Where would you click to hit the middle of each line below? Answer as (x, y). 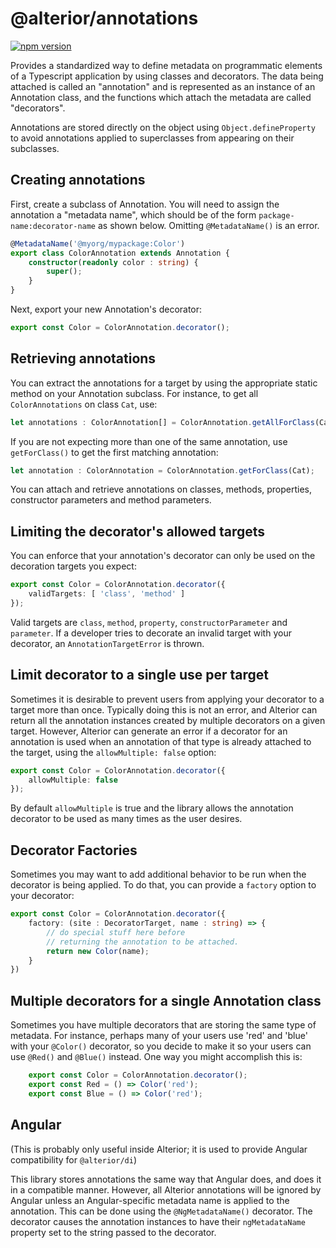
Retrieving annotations (83, 358)
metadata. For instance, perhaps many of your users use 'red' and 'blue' (159, 1036)
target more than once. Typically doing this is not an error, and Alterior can (164, 709)
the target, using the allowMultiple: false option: (113, 752)
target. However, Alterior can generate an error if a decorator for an (149, 731)
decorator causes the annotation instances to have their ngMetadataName (158, 1221)
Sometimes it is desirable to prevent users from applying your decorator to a (167, 699)
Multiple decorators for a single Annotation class (166, 1000)
